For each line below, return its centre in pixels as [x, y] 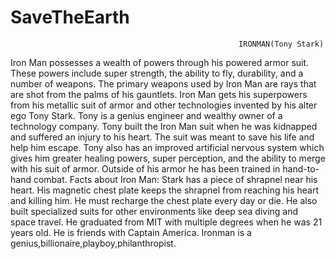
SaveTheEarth [70, 17]
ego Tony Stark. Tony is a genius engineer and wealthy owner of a [146, 115]
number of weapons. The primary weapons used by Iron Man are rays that [163, 83]
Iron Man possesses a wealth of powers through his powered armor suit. [160, 62]
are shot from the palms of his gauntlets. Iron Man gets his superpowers [159, 94]
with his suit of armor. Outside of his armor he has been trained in [145, 168]
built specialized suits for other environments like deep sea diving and [154, 211]
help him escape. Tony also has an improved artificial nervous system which [167, 147]
